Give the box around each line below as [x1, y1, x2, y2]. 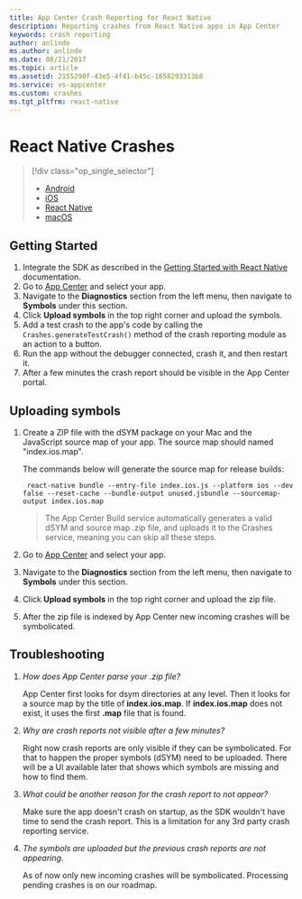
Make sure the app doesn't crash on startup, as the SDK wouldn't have [22, 806, 286, 817]
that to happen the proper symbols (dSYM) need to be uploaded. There [22, 752, 288, 763]
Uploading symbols [9, 403, 121, 418]
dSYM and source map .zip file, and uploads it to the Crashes [44, 522, 273, 533]
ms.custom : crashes [9, 88, 83, 97]
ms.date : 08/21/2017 [9, 55, 87, 64]
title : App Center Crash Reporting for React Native [9, 13, 212, 23]
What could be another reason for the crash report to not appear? [22, 788, 269, 799]
